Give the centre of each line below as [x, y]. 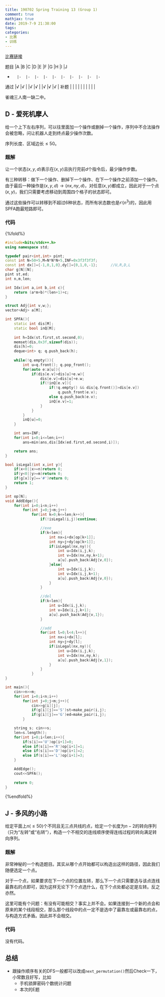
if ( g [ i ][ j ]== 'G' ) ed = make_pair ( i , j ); [69, 715]
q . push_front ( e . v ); [78, 392]
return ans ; [26, 451]
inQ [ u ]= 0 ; [33, 420]
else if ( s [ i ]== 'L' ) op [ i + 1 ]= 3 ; [54, 756]
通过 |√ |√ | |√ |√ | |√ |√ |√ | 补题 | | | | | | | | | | [50, 87]
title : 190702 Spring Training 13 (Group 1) [51, 10]
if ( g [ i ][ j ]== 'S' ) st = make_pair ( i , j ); [69, 710]
